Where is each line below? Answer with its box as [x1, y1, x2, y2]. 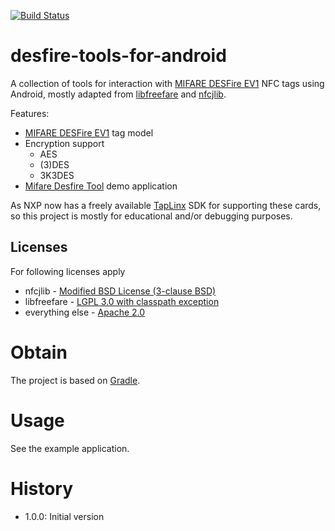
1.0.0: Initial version [24, 510, 105, 522]
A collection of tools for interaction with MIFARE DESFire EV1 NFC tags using [10, 77, 325, 89]
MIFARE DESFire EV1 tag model [24, 126, 154, 139]
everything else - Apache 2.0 [24, 306, 146, 318]
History [10, 477, 74, 500]
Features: [10, 107, 50, 119]
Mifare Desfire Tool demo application [24, 180, 178, 192]
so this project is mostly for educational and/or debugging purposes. [10, 210, 293, 222]
